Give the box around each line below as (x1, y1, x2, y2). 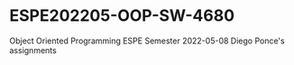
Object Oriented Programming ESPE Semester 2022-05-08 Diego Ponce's (9, 35, 286, 46)
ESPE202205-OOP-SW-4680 (9, 5, 235, 26)
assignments (9, 44, 57, 55)
